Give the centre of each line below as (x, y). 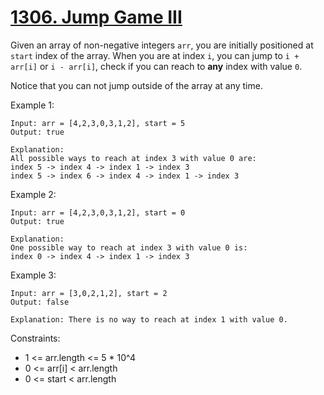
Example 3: (33, 275)
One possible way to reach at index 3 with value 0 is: (129, 247)
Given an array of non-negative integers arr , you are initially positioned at (162, 45)
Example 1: (32, 105)
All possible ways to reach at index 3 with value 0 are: (133, 158)
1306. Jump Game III (96, 17)
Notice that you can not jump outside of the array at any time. (136, 85)
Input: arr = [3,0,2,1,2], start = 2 (89, 293)
